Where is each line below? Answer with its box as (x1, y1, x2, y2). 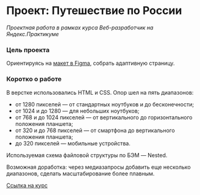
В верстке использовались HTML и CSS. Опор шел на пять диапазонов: (6, 89, 194, 96)
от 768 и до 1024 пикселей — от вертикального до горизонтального (15, 114, 193, 121)
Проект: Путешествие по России (6, 4, 182, 18)
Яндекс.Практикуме (6, 30, 59, 37)
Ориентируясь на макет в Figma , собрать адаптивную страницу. (6, 59, 175, 67)
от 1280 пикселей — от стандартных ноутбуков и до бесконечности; (15, 100, 194, 108)
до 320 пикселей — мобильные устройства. (15, 139, 131, 147)
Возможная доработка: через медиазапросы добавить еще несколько (6, 163, 191, 171)
